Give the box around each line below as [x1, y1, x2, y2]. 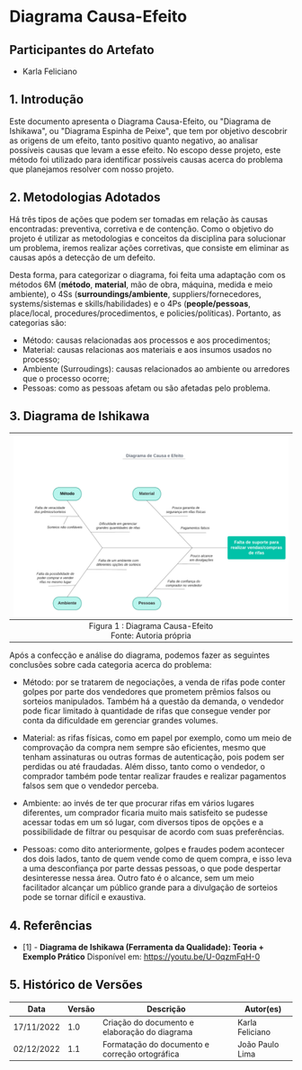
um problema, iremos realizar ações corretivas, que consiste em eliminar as [9, 242, 289, 253]
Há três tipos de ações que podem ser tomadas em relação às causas [9, 213, 268, 224]
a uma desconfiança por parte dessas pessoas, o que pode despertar [22, 863, 281, 874]
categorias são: [9, 317, 67, 328]
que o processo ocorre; [22, 373, 111, 383]
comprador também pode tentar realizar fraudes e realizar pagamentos [22, 771, 287, 782]
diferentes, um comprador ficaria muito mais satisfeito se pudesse [22, 807, 268, 818]
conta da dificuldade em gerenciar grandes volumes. [22, 715, 218, 726]
